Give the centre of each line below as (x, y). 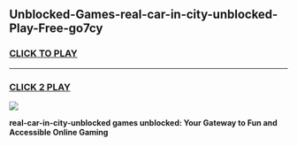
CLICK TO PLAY (43, 54)
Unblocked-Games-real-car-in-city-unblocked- (144, 15)
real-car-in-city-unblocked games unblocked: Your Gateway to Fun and (144, 122)
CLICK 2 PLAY (40, 87)
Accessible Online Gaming (59, 132)
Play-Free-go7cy (56, 29)
